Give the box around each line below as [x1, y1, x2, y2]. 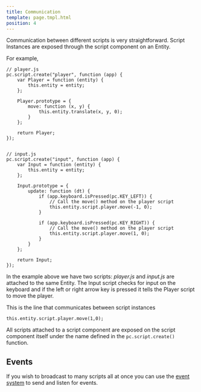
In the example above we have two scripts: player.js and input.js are [6, 273, 175, 280]
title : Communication [6, 8, 61, 15]
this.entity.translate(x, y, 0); [38, 109, 123, 115]
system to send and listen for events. [6, 379, 98, 387]
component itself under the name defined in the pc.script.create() [6, 333, 175, 340]
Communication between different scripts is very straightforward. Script [6, 37, 185, 44]
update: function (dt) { [28, 188, 91, 194]
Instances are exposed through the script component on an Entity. [6, 43, 171, 50]
